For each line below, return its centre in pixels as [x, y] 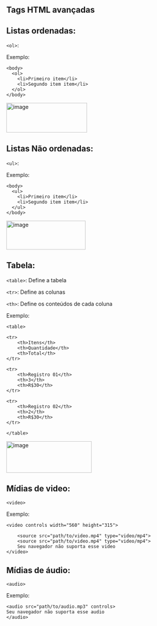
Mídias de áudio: [38, 570]
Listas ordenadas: [41, 31]
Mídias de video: [38, 489]
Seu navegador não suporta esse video [66, 546]
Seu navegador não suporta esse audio [55, 612]
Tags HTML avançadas [51, 10]
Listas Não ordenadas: [50, 148]
